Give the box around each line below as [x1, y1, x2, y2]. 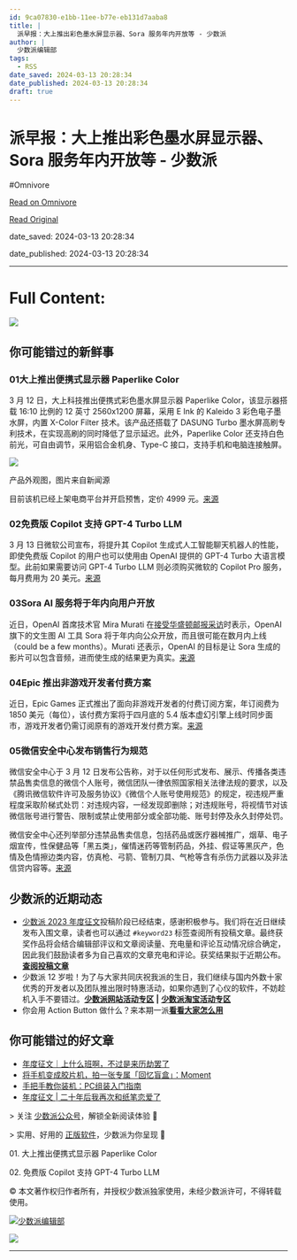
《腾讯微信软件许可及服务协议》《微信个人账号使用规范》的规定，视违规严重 [9, 789, 285, 800]
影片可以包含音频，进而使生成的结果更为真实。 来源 [9, 652, 195, 662]
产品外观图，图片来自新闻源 [9, 475, 110, 485]
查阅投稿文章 [21, 961, 69, 971]
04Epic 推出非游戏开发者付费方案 [9, 676, 152, 689]
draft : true [9, 87, 53, 96]
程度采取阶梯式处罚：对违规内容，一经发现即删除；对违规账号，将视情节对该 [9, 800, 288, 810]
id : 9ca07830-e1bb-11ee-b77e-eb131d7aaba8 [9, 12, 168, 22]
